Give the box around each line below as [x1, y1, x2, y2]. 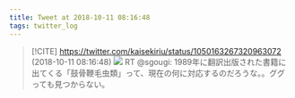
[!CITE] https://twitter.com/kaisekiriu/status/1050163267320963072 [30, 45, 282, 56]
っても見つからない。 [30, 78, 110, 89]
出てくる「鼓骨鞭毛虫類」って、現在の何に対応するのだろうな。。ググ [30, 68, 285, 78]
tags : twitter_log [9, 21, 78, 30]
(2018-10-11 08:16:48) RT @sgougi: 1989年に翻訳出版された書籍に [30, 56, 287, 67]
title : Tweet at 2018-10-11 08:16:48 [9, 12, 151, 22]
